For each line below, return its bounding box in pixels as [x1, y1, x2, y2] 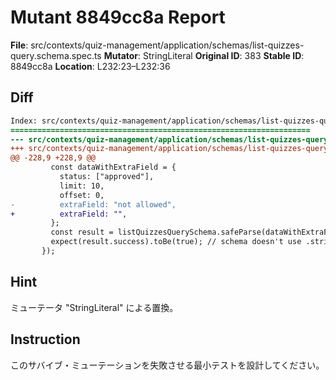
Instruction [10, 331, 81, 348]
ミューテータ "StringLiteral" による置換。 [10, 301, 179, 313]
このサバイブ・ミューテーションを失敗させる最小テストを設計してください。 [10, 359, 325, 371]
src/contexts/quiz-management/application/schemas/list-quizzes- [30, 39, 305, 51]
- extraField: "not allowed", [10, 199, 177, 210]
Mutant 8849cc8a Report [10, 6, 226, 29]
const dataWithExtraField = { [50, 162, 177, 173]
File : [10, 39, 29, 51]
